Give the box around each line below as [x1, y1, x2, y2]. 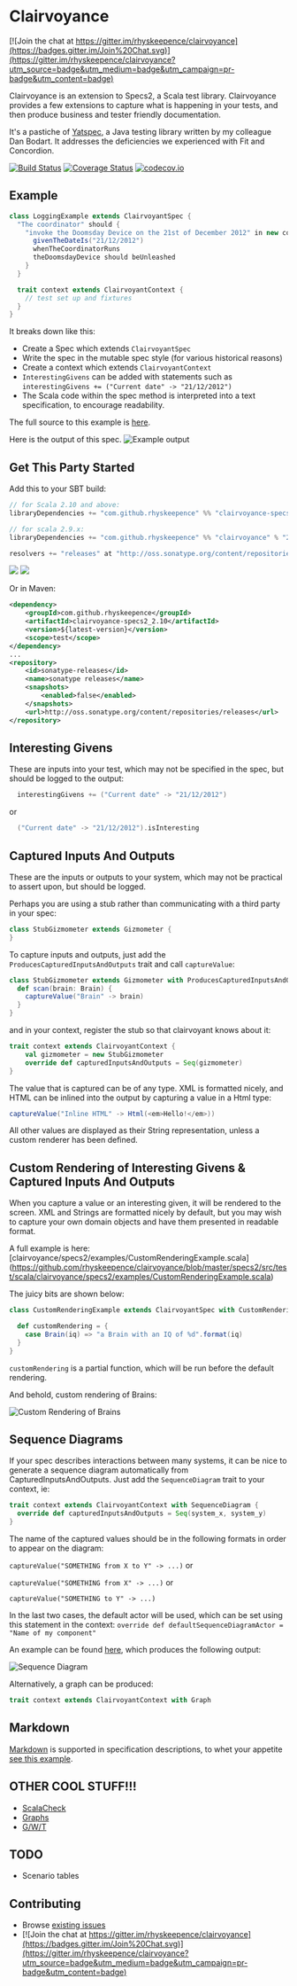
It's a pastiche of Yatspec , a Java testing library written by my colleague [9, 126, 272, 137]
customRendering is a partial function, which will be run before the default [9, 1363, 274, 1373]
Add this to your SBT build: [9, 483, 107, 494]
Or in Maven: [9, 583, 56, 594]
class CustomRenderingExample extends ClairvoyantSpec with [9, 1306, 236, 1315]
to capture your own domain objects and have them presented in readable [9, 1216, 279, 1227]
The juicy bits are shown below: [9, 1288, 125, 1300]
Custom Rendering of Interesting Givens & [9, 1160, 246, 1176]
